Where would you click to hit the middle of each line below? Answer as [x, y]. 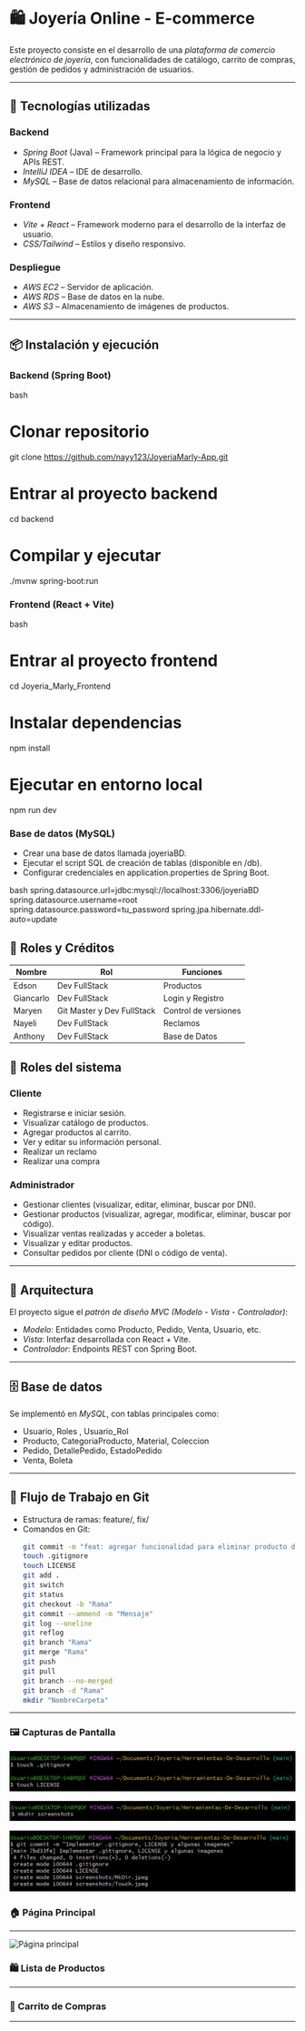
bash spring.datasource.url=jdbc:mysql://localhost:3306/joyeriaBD [134, 890]
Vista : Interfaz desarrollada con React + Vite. [106, 1339]
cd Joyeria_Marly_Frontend [60, 686]
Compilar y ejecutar [85, 555]
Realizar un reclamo [59, 1151]
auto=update [34, 920]
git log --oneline [57, 1624]
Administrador [42, 1184]
